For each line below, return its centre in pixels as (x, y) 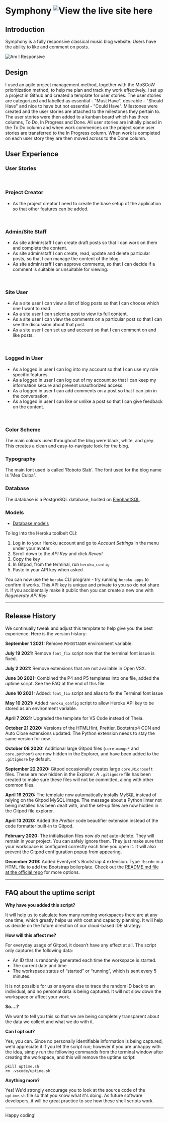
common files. (20, 785)
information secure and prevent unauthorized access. (68, 385)
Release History (31, 616)
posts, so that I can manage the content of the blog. (66, 259)
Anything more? (23, 1080)
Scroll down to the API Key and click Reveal (58, 553)
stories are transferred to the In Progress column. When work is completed (82, 133)
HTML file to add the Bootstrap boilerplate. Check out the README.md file (82, 867)
